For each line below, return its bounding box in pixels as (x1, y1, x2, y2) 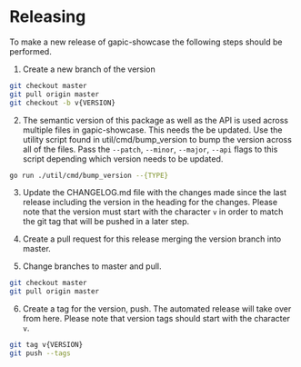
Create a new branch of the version (22, 64, 156, 74)
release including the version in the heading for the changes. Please (22, 197, 278, 208)
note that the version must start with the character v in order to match (22, 206, 284, 217)
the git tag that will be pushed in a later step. (22, 216, 190, 227)
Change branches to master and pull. (22, 261, 162, 272)
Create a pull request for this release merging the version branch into (22, 233, 282, 244)
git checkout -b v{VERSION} (9, 98, 116, 107)
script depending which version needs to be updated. (22, 153, 224, 164)
